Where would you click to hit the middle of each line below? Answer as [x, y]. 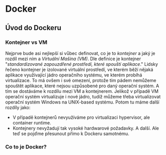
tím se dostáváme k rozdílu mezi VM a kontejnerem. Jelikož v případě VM [82, 91]
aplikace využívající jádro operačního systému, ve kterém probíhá [74, 75]
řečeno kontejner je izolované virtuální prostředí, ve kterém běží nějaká [79, 69]
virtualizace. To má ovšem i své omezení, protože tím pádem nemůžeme [81, 80]
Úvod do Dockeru [34, 28]
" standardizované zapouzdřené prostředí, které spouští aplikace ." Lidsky [82, 64]
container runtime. [32, 122]
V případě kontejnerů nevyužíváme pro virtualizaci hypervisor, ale [81, 117]
